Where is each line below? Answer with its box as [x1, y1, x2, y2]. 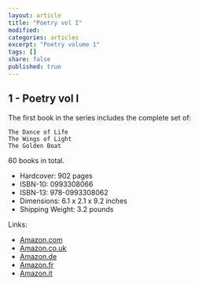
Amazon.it [19, 268, 53, 278]
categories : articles [8, 33, 79, 42]
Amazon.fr [19, 260, 54, 269]
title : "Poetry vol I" [8, 19, 83, 27]
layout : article [8, 11, 61, 20]
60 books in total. [8, 155, 65, 165]
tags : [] [8, 48, 37, 56]
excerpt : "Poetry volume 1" [8, 41, 101, 49]
